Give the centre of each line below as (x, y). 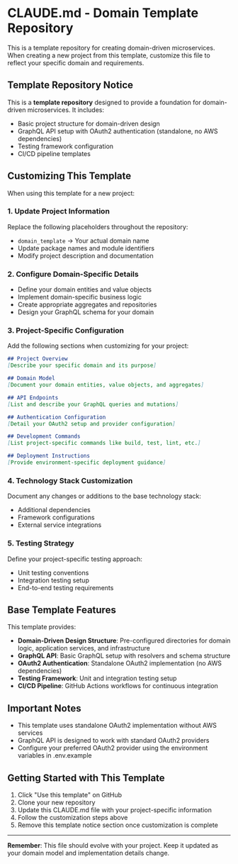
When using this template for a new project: (71, 193)
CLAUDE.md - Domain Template (103, 13)
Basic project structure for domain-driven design (89, 123)
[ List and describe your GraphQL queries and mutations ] (93, 404)
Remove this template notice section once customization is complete (118, 825)
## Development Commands (44, 437)
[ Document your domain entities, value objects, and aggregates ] (106, 385)
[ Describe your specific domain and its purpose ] (82, 366)
